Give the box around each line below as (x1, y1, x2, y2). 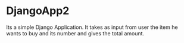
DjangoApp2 (6, 4, 70, 18)
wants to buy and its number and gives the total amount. (6, 29, 145, 37)
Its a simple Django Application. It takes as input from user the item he (6, 24, 178, 31)
